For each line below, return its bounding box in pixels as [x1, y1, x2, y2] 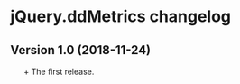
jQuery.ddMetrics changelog [10, 6, 232, 27]
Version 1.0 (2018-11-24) [10, 42, 152, 58]
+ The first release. [23, 66, 95, 77]
